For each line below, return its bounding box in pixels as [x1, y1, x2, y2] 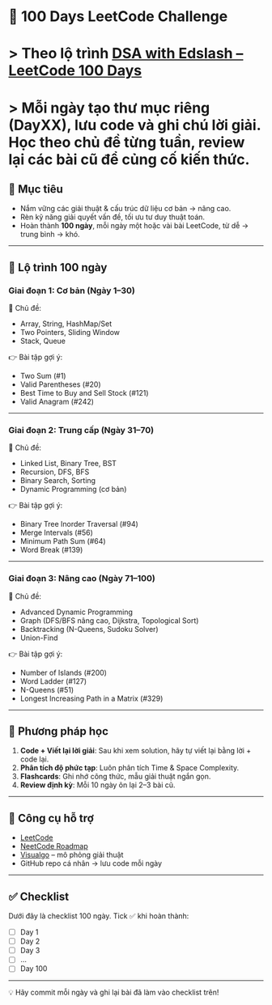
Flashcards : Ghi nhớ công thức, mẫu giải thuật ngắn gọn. [19, 772, 211, 782]
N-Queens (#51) [19, 685, 74, 694]
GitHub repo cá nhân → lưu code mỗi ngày [19, 859, 163, 868]
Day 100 [19, 964, 48, 973]
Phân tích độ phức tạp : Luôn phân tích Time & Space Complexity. [19, 763, 240, 773]
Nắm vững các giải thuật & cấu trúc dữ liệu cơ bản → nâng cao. [19, 204, 232, 214]
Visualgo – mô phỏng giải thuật [19, 850, 124, 860]
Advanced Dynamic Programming [19, 607, 134, 617]
